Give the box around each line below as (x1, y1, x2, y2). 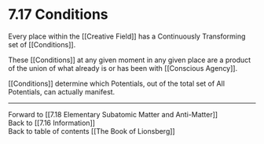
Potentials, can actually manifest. (8, 87, 115, 96)
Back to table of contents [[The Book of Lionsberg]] (8, 126, 175, 135)
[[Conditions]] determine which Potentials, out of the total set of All (8, 79, 225, 88)
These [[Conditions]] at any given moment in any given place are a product (8, 55, 251, 65)
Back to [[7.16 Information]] (8, 118, 96, 127)
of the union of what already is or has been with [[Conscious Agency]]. (8, 63, 238, 72)
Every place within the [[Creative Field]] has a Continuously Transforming (8, 31, 246, 41)
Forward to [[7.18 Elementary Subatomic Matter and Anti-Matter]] (8, 109, 218, 119)
